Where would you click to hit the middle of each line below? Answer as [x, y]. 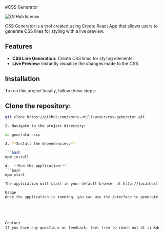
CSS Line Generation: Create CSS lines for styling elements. [73, 58]
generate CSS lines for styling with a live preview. [55, 31]
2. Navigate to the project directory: [46, 126]
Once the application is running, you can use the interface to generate [82, 197]
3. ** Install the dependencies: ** [40, 144]
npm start [15, 175]
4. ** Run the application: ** [36, 166]
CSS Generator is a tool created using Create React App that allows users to [81, 26]
